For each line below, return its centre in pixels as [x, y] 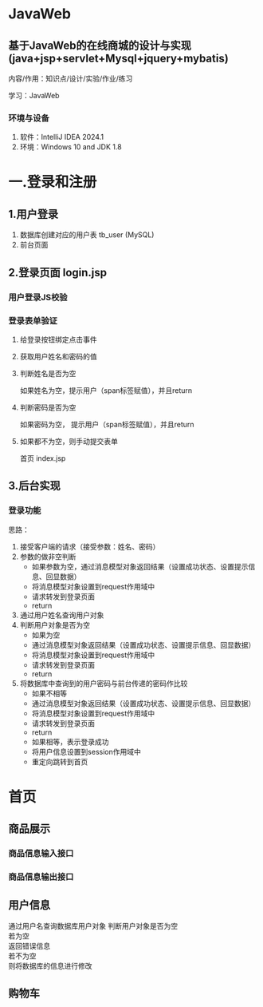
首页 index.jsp [43, 458]
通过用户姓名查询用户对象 [62, 615]
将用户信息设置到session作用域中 [86, 751]
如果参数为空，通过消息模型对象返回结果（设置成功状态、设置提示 [140, 566]
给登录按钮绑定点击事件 [58, 339]
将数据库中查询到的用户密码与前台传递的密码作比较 [104, 683]
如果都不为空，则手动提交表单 [69, 441]
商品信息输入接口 [41, 854]
